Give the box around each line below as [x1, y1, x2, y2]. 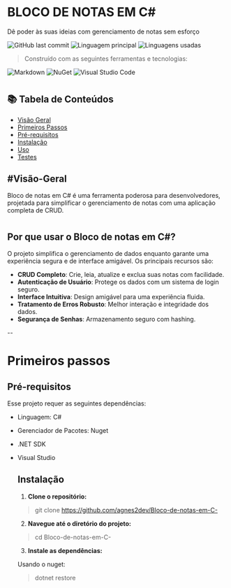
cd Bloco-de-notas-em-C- [34, 533, 112, 541]
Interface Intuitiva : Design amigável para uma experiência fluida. [17, 292, 205, 301]
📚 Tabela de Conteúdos [7, 94, 114, 106]
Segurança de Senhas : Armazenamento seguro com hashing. [17, 315, 196, 323]
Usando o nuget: [17, 560, 66, 568]
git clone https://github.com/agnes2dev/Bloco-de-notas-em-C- [34, 505, 218, 514]
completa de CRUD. [7, 206, 64, 215]
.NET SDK [17, 440, 47, 448]
